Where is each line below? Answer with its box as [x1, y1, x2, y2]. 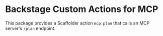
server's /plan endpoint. [5, 25, 56, 31]
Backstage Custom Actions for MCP [5, 3, 158, 15]
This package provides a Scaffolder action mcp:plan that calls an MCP [5, 20, 150, 26]
